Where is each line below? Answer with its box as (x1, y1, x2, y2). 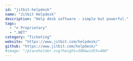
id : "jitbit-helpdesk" (5, 7, 52, 12)
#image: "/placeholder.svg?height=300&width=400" (5, 48, 109, 53)
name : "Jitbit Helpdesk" (5, 12, 56, 17)
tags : (5, 21, 16, 26)
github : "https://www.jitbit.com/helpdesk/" (5, 44, 98, 49)
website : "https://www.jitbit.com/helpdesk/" (5, 39, 100, 44)
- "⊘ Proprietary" (9, 26, 48, 30)
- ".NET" (9, 30, 28, 35)
